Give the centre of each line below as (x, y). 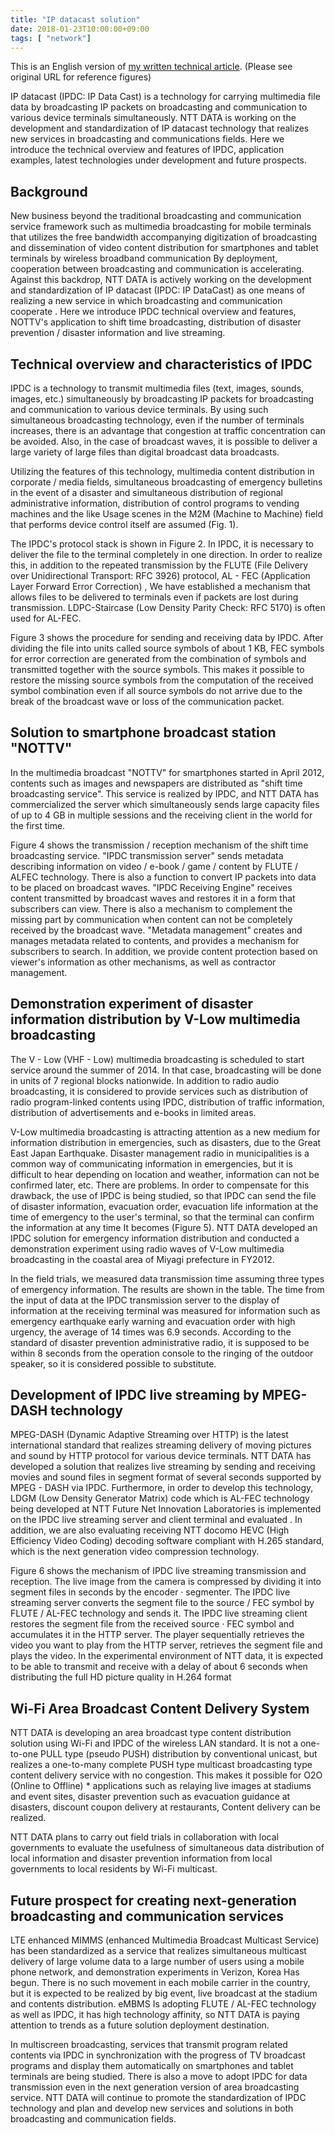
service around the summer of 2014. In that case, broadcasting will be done (166, 1070)
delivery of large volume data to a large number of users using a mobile (157, 1962)
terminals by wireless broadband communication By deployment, (144, 258)
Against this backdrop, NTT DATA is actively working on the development (161, 280)
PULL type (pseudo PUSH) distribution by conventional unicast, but (179, 1754)
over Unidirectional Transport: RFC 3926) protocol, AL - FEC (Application (160, 575)
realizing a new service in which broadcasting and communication (146, 301)
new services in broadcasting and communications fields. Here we (147, 139)
